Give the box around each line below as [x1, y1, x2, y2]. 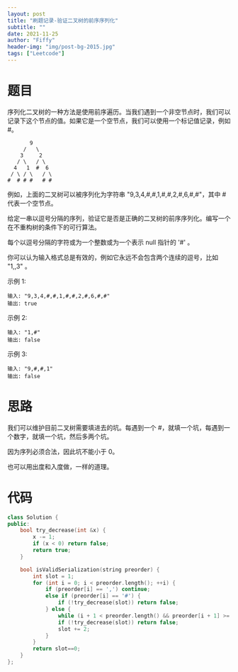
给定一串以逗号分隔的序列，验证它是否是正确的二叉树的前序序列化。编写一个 [7, 214, 231, 222]
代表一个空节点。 [7, 199, 57, 207]
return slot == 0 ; [33, 645, 81, 653]
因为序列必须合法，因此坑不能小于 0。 [7, 447, 119, 456]
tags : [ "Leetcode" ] [7, 50, 65, 57]
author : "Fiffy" [7, 37, 55, 44]
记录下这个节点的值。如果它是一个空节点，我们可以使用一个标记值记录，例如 [7, 116, 231, 125]
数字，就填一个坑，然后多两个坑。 [13, 432, 113, 441]
